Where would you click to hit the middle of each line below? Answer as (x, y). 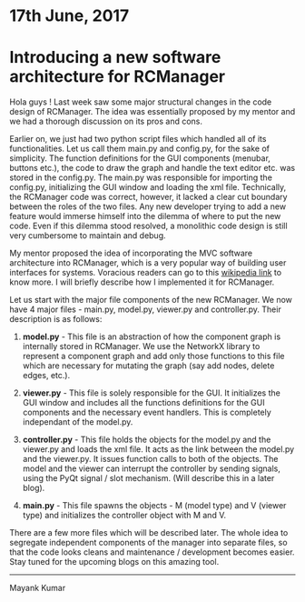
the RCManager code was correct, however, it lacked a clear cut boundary (148, 197)
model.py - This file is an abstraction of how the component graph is (152, 336)
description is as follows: (56, 319)
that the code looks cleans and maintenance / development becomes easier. (152, 552)
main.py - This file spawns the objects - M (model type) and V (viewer (154, 506)
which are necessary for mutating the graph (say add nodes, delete (148, 366)
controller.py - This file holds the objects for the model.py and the (147, 440)
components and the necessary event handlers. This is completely (147, 412)
